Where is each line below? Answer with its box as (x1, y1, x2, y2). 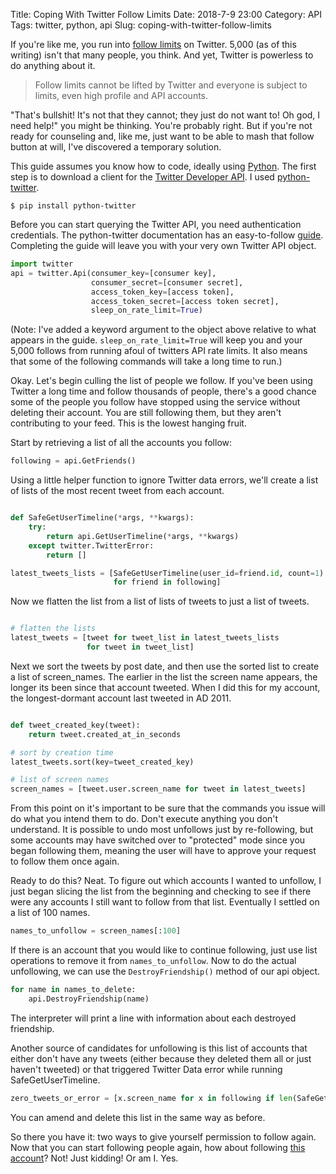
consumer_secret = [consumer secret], (90, 277, 244, 288)
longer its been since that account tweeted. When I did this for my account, (10, 681, 321, 693)
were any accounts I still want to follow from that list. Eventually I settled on (10, 896, 320, 908)
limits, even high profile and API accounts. (34, 90, 209, 101)
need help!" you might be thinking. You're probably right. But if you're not (10, 120, 313, 131)
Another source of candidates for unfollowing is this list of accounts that (10, 1042, 308, 1054)
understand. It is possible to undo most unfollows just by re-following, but (10, 824, 314, 836)
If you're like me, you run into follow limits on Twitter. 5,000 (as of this (10, 39, 297, 50)
